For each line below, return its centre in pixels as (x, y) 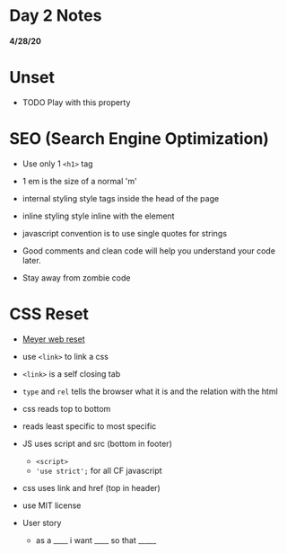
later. (32, 260)
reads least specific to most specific (89, 426)
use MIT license (52, 505)
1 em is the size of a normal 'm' (79, 181)
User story (42, 523)
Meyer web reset (53, 339)
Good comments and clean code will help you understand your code (149, 250)
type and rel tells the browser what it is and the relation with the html (150, 391)
